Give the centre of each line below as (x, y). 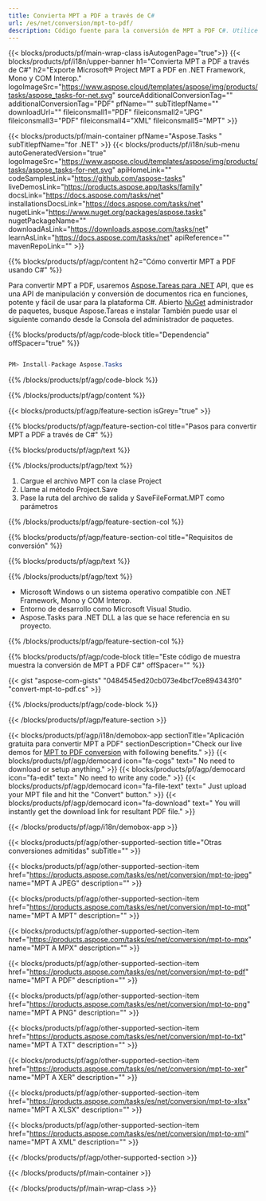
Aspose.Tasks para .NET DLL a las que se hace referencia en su (125, 617)
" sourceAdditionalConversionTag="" (172, 96)
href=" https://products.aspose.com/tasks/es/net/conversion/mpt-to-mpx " (130, 940)
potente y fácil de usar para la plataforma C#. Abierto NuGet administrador (131, 303)
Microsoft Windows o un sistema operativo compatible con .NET (125, 592)
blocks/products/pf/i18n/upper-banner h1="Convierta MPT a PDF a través (129, 61)
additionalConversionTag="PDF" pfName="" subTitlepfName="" (113, 104)
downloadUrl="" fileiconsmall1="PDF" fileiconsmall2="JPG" (106, 112)
